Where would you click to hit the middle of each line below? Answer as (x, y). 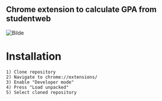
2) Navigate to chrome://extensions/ (52, 77)
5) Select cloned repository (41, 92)
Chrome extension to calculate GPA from (81, 10)
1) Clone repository (31, 72)
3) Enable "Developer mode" (40, 82)
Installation (34, 56)
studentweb (29, 19)
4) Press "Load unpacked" (37, 87)
